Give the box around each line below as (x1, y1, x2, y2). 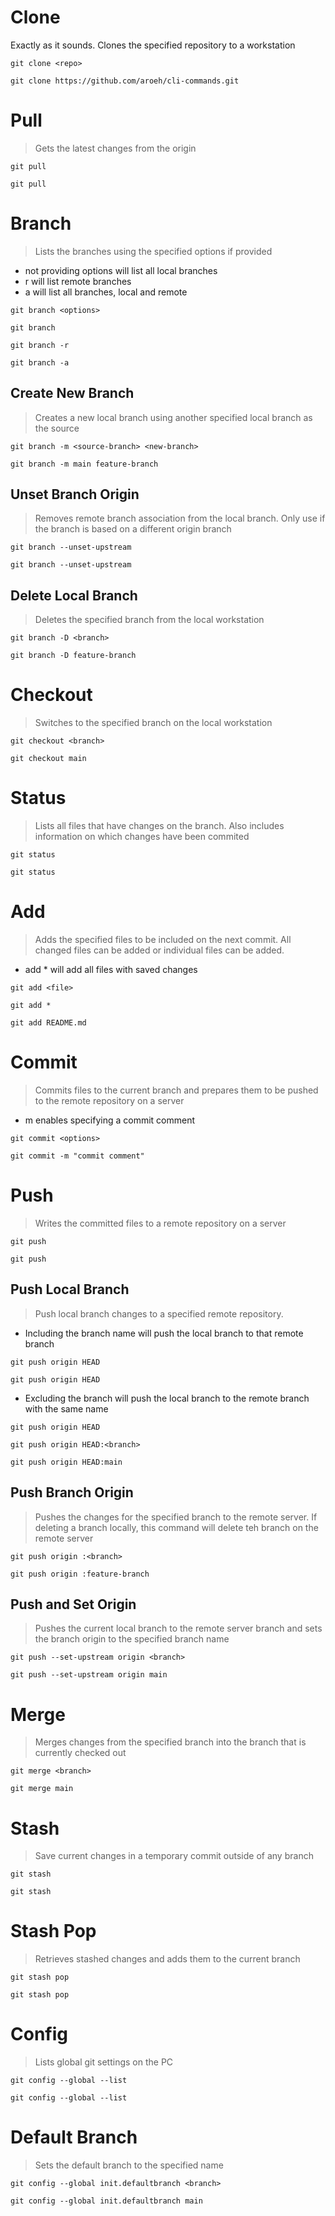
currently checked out (34, 1747, 127, 1759)
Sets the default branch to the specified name (34, 2159, 224, 2171)
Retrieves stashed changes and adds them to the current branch (34, 1953, 301, 1965)
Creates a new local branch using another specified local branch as (34, 411, 313, 423)
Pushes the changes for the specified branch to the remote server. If (34, 1511, 318, 1523)
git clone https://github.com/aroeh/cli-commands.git (10, 76, 240, 86)
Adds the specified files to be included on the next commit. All (34, 934, 292, 946)
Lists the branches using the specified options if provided (34, 245, 273, 257)
